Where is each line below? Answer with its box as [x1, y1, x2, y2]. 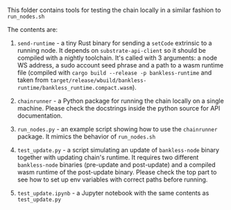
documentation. [17, 111, 62, 120]
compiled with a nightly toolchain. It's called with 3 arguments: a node [17, 54, 217, 62]
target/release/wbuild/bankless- [49, 77, 147, 84]
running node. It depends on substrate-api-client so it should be [17, 47, 206, 54]
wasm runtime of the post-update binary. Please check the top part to [17, 168, 217, 176]
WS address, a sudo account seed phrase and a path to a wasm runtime [17, 61, 224, 69]
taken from [17, 76, 49, 84]
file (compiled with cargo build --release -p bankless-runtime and [17, 69, 212, 76]
